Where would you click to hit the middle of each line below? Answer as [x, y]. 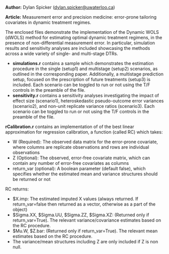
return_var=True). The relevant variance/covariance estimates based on [87, 220]
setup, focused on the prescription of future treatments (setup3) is [81, 79]
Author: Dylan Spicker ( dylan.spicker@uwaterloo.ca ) [60, 7]
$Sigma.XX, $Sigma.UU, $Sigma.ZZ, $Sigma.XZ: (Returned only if [81, 215]
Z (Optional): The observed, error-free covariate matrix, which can [81, 158]
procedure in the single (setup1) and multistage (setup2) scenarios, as [85, 69]
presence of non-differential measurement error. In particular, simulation [80, 43]
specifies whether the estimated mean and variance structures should [85, 174]
